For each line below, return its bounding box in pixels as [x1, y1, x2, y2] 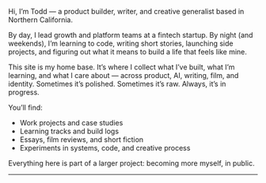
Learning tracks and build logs [19, 126, 120, 136]
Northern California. [8, 15, 74, 24]
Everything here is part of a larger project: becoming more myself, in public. [8, 159, 255, 168]
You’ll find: [8, 103, 44, 112]
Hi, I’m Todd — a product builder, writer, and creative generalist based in [8, 7, 245, 16]
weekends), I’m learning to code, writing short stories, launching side [8, 39, 234, 48]
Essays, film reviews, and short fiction [19, 135, 144, 144]
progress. [8, 88, 40, 97]
